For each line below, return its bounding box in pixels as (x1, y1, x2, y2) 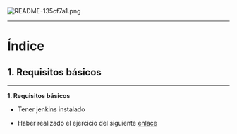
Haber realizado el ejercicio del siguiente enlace (17, 119, 157, 127)
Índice (7, 38, 44, 54)
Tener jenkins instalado (17, 105, 85, 114)
